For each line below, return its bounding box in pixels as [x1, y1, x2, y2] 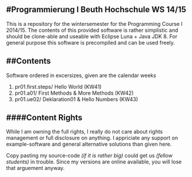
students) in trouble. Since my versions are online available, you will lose [6, 158, 182, 165]
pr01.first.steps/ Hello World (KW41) [14, 83, 102, 90]
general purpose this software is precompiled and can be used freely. [6, 39, 176, 46]
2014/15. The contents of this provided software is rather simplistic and [6, 26, 178, 34]
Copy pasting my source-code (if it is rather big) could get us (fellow [6, 152, 173, 159]
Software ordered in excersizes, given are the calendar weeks [6, 72, 157, 79]
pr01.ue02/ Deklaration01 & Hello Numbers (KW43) [14, 95, 138, 102]
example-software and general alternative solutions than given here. [6, 141, 172, 148]
